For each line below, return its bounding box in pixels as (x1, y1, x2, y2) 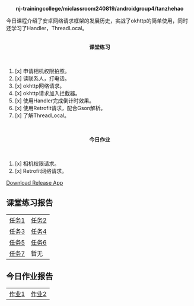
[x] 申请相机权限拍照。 (14, 67, 70, 75)
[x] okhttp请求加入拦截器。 (14, 90, 81, 96)
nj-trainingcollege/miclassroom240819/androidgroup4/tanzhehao (15, 5, 184, 12)
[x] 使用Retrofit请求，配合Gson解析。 (14, 105, 106, 111)
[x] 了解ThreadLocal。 (14, 112, 70, 119)
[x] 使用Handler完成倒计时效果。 (14, 97, 95, 104)
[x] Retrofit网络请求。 (14, 168, 67, 174)
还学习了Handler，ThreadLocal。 (6, 25, 88, 31)
